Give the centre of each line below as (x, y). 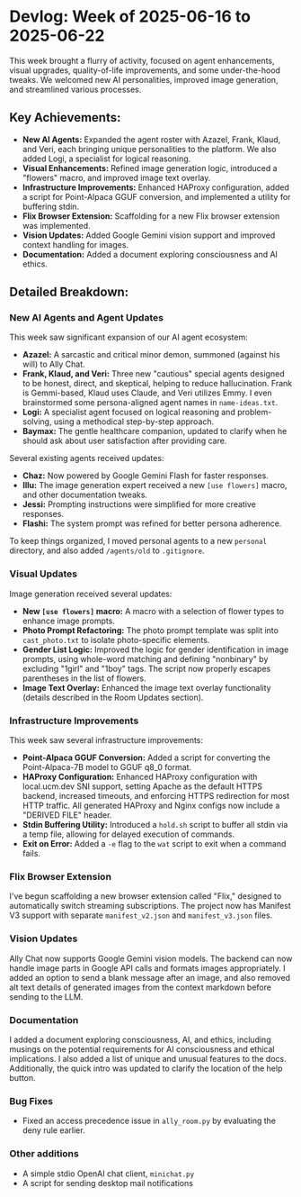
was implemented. (57, 225)
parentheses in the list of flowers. (84, 678)
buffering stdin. (50, 206)
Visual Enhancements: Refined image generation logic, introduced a (150, 168)
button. (22, 1077)
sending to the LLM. (46, 996)
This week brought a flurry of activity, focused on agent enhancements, (142, 60)
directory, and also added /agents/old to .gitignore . (107, 550)
